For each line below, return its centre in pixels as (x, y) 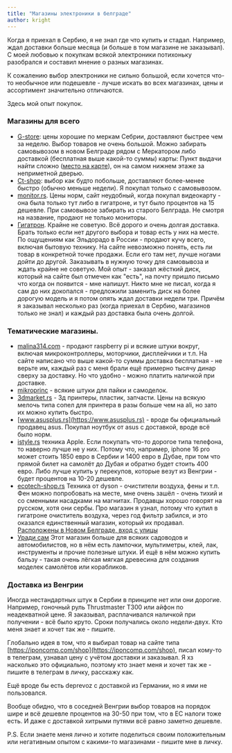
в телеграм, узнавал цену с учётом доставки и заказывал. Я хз (100, 657)
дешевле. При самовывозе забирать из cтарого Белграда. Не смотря (121, 210)
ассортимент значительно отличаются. (65, 90)
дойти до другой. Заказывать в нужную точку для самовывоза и (113, 261)
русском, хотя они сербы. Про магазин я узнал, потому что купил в (117, 508)
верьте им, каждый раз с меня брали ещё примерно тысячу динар (116, 369)
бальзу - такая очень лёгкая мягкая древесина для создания (108, 560)
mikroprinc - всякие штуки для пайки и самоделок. (92, 390)
